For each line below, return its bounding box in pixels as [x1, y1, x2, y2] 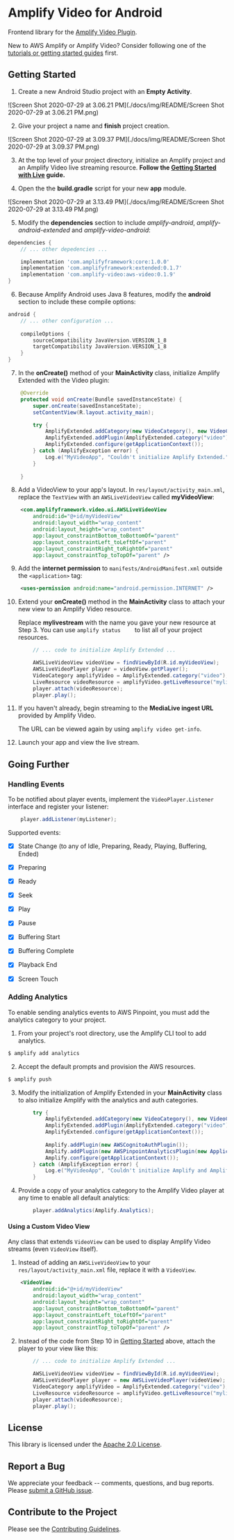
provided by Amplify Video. [17, 711, 97, 720]
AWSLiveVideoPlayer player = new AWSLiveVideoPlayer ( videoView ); [33, 1377, 226, 1384]
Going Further [8, 759, 70, 770]
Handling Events [8, 779, 65, 789]
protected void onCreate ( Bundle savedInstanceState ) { [20, 396, 183, 403]
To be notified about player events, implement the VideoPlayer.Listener [8, 795, 214, 804]
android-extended [17, 226, 70, 234]
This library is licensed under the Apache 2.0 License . [8, 1440, 162, 1449]
